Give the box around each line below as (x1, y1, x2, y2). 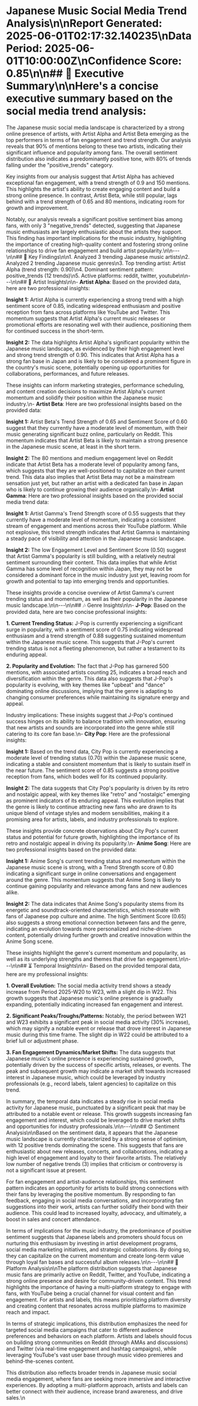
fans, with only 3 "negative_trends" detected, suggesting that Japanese (6, 222, 180, 229)
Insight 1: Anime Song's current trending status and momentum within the (6, 857, 186, 865)
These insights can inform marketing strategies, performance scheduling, (6, 382, 184, 389)
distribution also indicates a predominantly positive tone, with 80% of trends (6, 155, 192, 162)
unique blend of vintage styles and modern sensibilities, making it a (6, 809, 170, 816)
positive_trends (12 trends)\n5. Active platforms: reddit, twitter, (6, 272, 158, 279)
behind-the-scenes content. (6, 1358, 75, 1365)
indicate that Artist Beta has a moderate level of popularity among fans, (6, 461, 179, 468)
